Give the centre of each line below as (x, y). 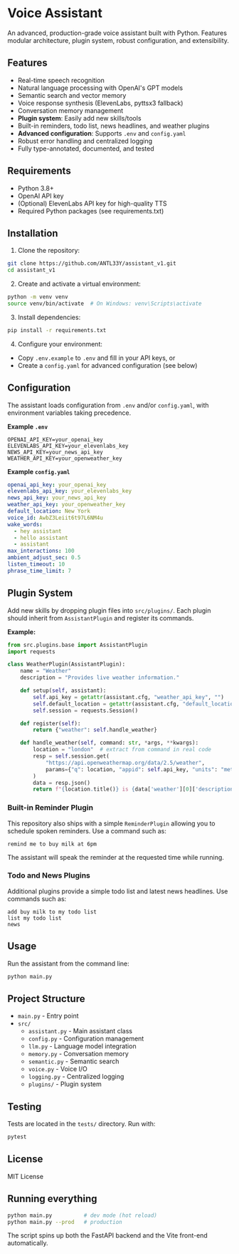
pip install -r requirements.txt (57, 330)
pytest (17, 1137)
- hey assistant (38, 531)
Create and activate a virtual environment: (79, 284)
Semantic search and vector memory (72, 95)
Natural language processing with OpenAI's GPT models (100, 88)
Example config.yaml (39, 471)
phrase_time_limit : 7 (39, 571)
